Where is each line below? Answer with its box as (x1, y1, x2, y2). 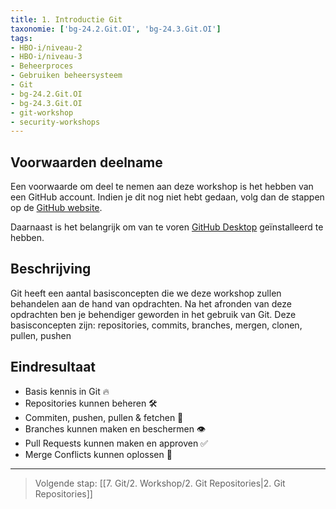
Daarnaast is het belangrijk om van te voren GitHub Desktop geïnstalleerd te (10, 221, 324, 233)
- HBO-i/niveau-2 (10, 42, 83, 53)
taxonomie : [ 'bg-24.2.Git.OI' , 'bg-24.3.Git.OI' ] (10, 24, 222, 34)
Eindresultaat (10, 359, 97, 376)
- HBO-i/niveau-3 (10, 52, 83, 62)
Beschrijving (10, 261, 92, 278)
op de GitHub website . (10, 202, 103, 214)
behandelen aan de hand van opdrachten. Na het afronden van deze (10, 297, 292, 310)
